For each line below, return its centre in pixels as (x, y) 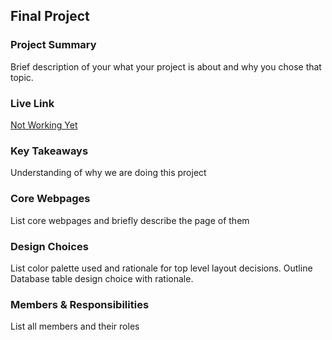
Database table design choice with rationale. (102, 278)
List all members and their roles (75, 326)
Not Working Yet (44, 125)
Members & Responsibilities (80, 304)
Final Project (50, 16)
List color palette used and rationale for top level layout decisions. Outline (161, 268)
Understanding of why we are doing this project (108, 173)
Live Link (32, 103)
